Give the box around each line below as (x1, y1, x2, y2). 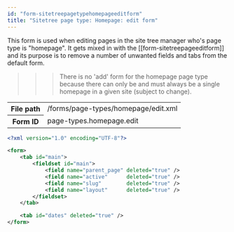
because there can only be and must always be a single (59, 79, 221, 88)
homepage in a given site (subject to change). (59, 87, 192, 96)
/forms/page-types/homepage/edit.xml (47, 103, 178, 113)
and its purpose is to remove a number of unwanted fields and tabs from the (7, 51, 228, 60)
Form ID (12, 117, 39, 127)
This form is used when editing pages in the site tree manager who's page (7, 36, 222, 44)
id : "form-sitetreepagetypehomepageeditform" (7, 10, 142, 18)
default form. (7, 58, 45, 67)
